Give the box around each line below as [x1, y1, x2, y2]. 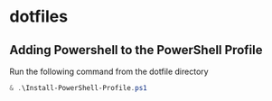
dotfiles [9, 6, 69, 27]
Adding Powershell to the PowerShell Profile [9, 42, 263, 58]
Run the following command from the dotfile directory [9, 66, 210, 77]
